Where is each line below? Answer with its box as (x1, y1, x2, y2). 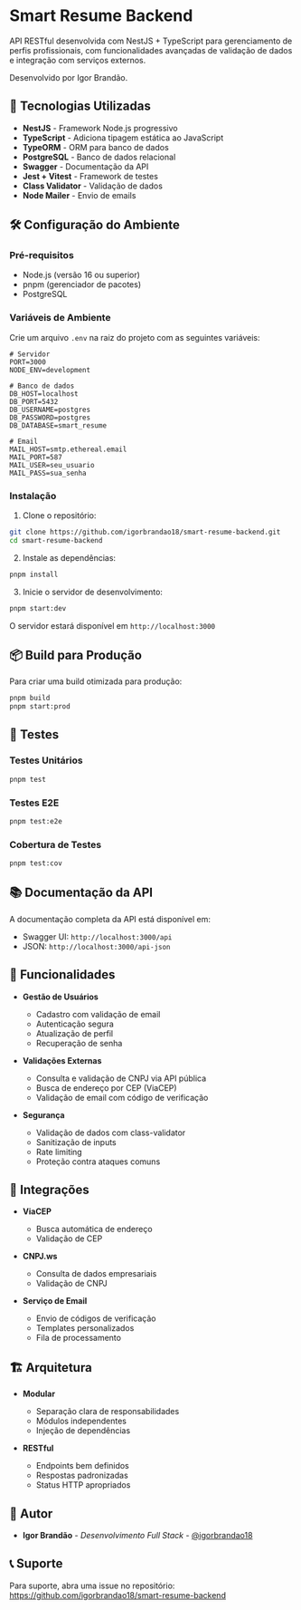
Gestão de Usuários (22, 991, 99, 1002)
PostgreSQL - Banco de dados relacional (22, 151, 176, 162)
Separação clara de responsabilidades (35, 1406, 180, 1417)
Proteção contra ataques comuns (35, 1156, 161, 1167)
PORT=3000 (9, 357, 47, 367)
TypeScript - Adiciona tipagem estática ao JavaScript (22, 132, 224, 143)
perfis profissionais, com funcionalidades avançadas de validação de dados (9, 44, 293, 55)
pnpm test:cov (9, 859, 63, 868)
